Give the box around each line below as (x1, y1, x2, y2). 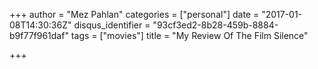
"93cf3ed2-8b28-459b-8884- (152, 19, 279, 31)
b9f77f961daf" (9, 30, 69, 41)
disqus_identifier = (73, 19, 151, 31)
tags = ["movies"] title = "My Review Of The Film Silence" (70, 30, 309, 41)
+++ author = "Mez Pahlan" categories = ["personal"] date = (9, 9, 260, 20)
